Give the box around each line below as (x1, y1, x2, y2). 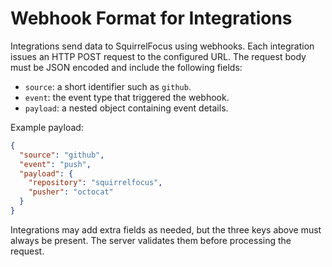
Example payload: (10, 121, 84, 133)
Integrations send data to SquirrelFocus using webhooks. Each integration (10, 40, 315, 52)
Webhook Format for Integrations (10, 7, 293, 30)
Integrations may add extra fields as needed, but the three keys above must (10, 223, 322, 236)
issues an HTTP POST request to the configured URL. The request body (10, 50, 307, 62)
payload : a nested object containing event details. (24, 102, 229, 114)
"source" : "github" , (19, 150, 105, 160)
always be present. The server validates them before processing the (10, 234, 292, 246)
